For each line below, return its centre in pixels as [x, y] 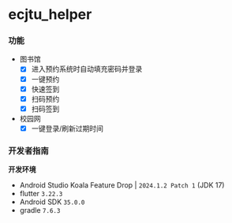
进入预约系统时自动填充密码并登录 [87, 69]
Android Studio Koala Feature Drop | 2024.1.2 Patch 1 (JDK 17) [122, 185]
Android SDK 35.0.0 [52, 202]
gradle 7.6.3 [40, 210]
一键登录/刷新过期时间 [67, 128]
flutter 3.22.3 [41, 194]
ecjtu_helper [50, 15]
